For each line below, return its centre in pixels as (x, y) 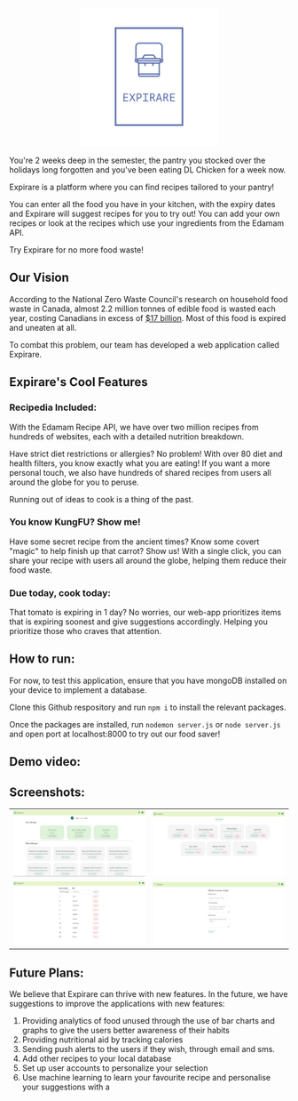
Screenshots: (47, 792)
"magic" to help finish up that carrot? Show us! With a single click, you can (145, 550)
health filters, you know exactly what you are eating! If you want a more (140, 463)
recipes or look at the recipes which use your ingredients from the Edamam (147, 223)
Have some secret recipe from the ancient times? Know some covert (134, 542)
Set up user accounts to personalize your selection (115, 1068)
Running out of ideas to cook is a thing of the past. (101, 499)
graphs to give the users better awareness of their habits (126, 1030)
